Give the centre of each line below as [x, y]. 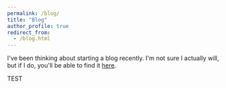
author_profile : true [38, 26]
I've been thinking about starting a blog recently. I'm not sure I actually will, [113, 58]
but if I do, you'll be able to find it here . [62, 65]
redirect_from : [29, 32]
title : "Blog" [27, 20]
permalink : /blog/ [33, 13]
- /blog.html [32, 39]
